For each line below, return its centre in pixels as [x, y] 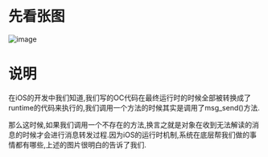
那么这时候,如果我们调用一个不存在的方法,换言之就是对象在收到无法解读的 [130, 124]
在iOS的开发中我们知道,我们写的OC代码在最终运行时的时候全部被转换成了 [130, 98]
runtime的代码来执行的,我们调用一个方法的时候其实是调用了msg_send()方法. [134, 107]
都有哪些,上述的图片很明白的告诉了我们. [81, 144]
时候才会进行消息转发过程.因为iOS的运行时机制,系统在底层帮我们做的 [136, 135]
